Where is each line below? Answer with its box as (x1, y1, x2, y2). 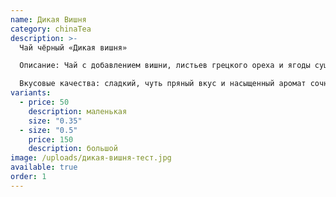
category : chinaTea (10, 24, 92, 34)
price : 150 (28, 134, 74, 145)
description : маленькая (28, 106, 128, 116)
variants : (10, 88, 52, 98)
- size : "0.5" (19, 125, 78, 135)
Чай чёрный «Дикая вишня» (19, 42, 128, 53)
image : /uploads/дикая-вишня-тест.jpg (10, 153, 172, 163)
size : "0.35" (28, 116, 83, 126)
